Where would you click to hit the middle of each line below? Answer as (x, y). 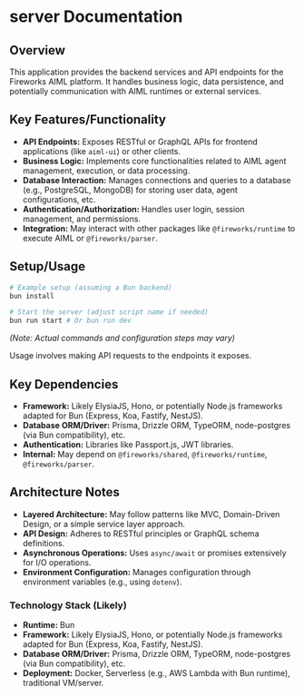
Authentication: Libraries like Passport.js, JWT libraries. (128, 444)
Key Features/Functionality (88, 120)
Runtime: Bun (49, 625)
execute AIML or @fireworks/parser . (90, 238)
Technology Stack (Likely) (68, 605)
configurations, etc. (59, 199)
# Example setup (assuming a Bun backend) (91, 288)
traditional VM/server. (63, 683)
